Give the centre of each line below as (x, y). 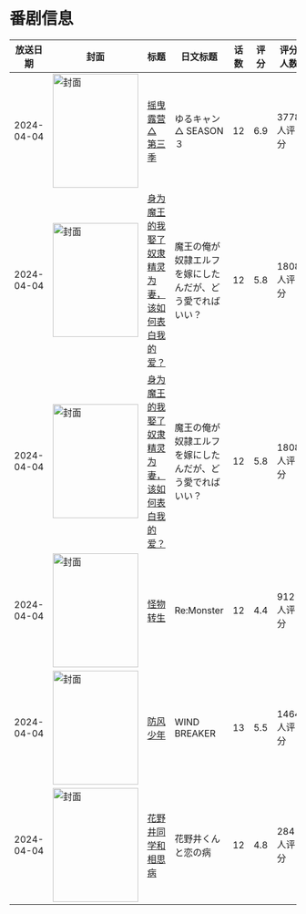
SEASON (205, 130)
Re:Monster (199, 610)
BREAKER (195, 733)
